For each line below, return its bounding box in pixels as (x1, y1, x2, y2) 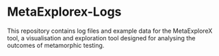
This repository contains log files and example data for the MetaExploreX (7, 27, 213, 35)
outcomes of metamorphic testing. (7, 41, 105, 49)
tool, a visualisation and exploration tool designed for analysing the (7, 33, 196, 42)
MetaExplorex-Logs (7, 4, 122, 20)
